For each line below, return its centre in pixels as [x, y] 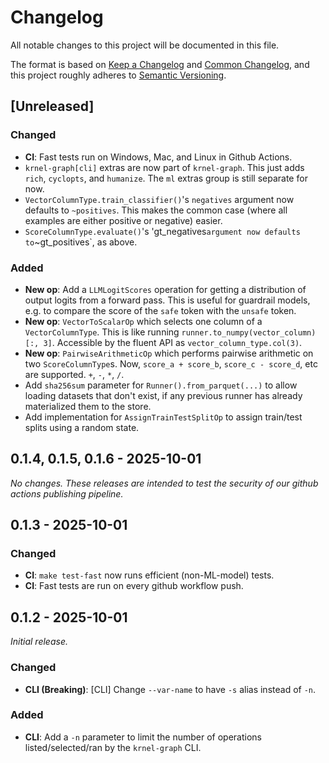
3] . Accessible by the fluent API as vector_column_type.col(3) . [173, 342]
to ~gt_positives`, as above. [81, 242]
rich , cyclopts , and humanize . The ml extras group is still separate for [166, 178]
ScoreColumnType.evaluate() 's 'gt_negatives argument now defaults [162, 231]
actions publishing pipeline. [67, 493]
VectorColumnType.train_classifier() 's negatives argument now [159, 199]
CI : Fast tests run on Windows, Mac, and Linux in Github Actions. [158, 157]
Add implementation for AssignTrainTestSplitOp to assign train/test [163, 417]
